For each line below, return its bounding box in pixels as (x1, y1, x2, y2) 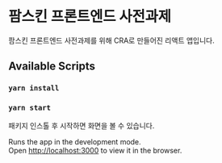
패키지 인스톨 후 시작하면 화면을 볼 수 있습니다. (8, 120, 155, 130)
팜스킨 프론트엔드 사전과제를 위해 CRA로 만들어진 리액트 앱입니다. (8, 36, 216, 45)
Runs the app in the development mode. (8, 136, 141, 146)
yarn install (8, 84, 60, 93)
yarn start (8, 103, 51, 113)
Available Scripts (8, 60, 95, 73)
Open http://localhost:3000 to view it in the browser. (8, 145, 182, 155)
